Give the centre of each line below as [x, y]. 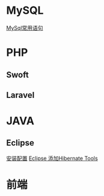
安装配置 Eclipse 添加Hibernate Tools [52, 158]
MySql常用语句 [25, 28]
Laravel [20, 95]
